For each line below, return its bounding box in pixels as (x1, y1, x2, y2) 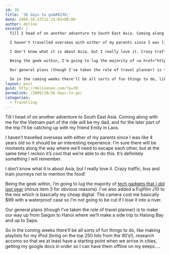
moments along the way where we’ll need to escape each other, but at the (5, 145, 159, 151)
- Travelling (10, 100, 37, 105)
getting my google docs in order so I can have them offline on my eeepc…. (5, 243, 161, 249)
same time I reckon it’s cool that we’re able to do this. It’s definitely (5, 150, 144, 157)
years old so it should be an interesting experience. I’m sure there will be (5, 139, 157, 145)
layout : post (5, 81, 33, 86)
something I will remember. (5, 156, 62, 162)
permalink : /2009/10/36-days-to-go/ (5, 90, 82, 96)
